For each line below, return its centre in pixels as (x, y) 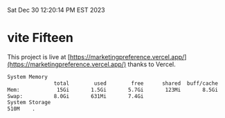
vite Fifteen (40, 38)
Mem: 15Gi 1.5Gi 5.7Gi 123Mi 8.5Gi (112, 90)
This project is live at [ (39, 57)
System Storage (29, 103)
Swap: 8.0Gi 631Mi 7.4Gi (75, 96)
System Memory (28, 77)
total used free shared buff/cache (136, 83)
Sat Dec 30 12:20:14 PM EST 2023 (56, 10)
